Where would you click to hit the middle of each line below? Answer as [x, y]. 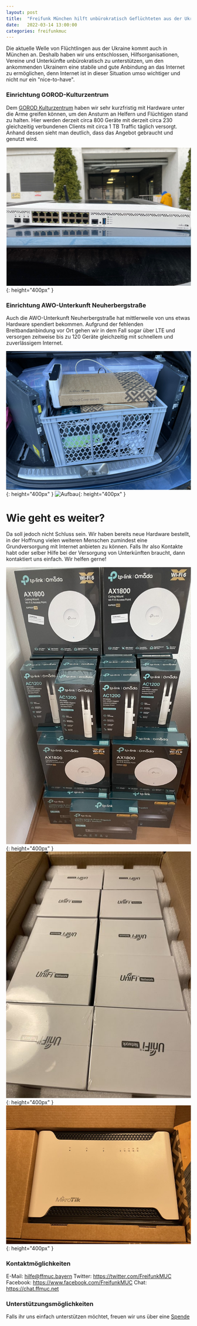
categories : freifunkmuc [36, 31]
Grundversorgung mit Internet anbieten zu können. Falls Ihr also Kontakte [94, 546]
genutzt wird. [22, 139]
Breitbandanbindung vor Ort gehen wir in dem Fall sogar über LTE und [91, 330]
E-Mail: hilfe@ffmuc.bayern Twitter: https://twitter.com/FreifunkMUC [89, 1276]
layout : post [22, 12]
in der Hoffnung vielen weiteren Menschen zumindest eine [77, 541]
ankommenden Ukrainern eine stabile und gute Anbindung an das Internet [96, 67]
